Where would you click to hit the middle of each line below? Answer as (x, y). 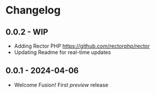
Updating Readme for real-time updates (62, 52)
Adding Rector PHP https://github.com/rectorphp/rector (82, 46)
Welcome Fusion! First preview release (61, 85)
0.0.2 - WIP (27, 32)
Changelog (33, 10)
